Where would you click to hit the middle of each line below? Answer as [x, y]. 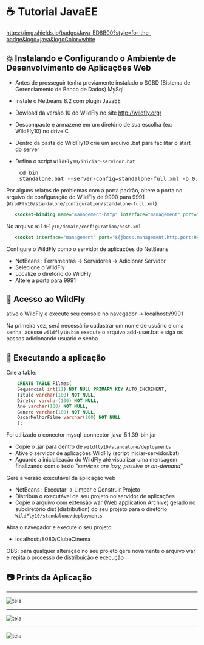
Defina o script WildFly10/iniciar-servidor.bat [75, 161]
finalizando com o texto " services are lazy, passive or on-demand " [99, 466]
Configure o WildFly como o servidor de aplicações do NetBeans [87, 249]
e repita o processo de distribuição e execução [65, 557]
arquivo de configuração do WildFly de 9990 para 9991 [75, 197]
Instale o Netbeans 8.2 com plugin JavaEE [68, 100]
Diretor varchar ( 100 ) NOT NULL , [58, 400]
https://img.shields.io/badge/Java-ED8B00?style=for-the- [79, 33]
